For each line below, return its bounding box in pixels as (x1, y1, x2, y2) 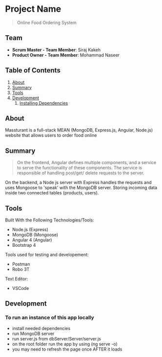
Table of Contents (5, 66, 61, 74)
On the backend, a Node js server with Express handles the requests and (5, 180, 152, 186)
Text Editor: (5, 276, 28, 282)
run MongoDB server (12, 331, 55, 336)
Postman (12, 261, 30, 267)
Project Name (5, 3, 61, 15)
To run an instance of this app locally (5, 314, 94, 321)
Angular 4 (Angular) (12, 237, 52, 243)
